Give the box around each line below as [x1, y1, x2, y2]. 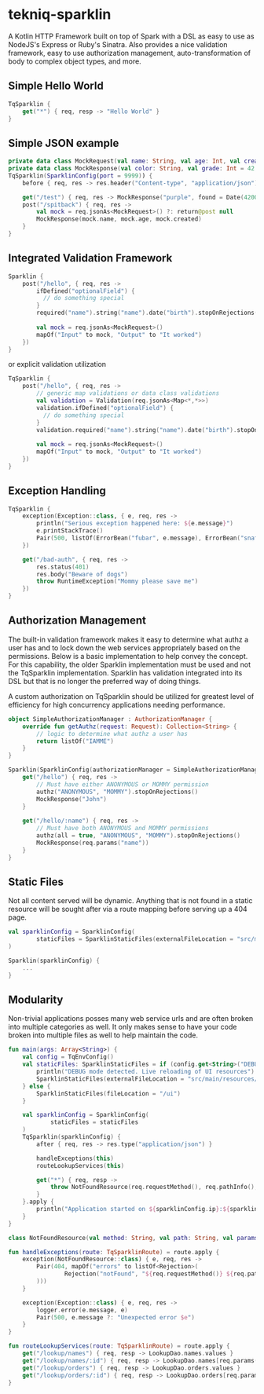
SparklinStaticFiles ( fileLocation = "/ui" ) [36, 1089, 181, 1097]
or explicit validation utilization [8, 360, 107, 369]
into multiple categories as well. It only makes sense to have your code [8, 1023, 237, 1032]
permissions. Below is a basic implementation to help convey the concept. [8, 651, 248, 660]
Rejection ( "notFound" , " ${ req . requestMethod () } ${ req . [64, 1270, 247, 1278]
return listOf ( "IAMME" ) [36, 737, 114, 745]
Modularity [8, 993, 64, 1006]
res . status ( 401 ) [36, 563, 90, 571]
